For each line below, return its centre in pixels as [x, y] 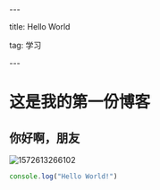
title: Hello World [40, 26]
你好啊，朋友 [45, 138]
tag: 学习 [25, 45]
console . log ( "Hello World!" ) [63, 177]
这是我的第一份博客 [80, 102]
